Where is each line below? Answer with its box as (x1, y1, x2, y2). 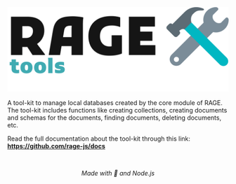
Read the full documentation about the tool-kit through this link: (7, 134, 191, 143)
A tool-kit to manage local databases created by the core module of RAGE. (7, 98, 223, 107)
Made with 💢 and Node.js (81, 169, 155, 177)
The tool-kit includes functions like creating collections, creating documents (7, 106, 228, 114)
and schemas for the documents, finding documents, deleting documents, (7, 113, 222, 122)
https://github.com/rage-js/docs (7, 141, 105, 150)
